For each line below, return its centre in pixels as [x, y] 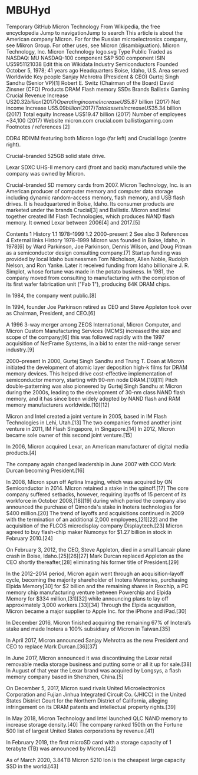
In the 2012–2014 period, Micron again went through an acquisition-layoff [95, 573]
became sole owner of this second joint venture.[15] [69, 435]
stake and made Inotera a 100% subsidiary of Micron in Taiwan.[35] [88, 629]
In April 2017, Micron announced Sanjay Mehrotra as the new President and [97, 640]
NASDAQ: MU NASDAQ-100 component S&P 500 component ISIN [86, 58]
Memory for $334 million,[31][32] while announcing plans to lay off [88, 598]
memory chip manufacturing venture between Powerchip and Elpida [89, 592]
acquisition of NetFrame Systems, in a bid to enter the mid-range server [93, 343]
